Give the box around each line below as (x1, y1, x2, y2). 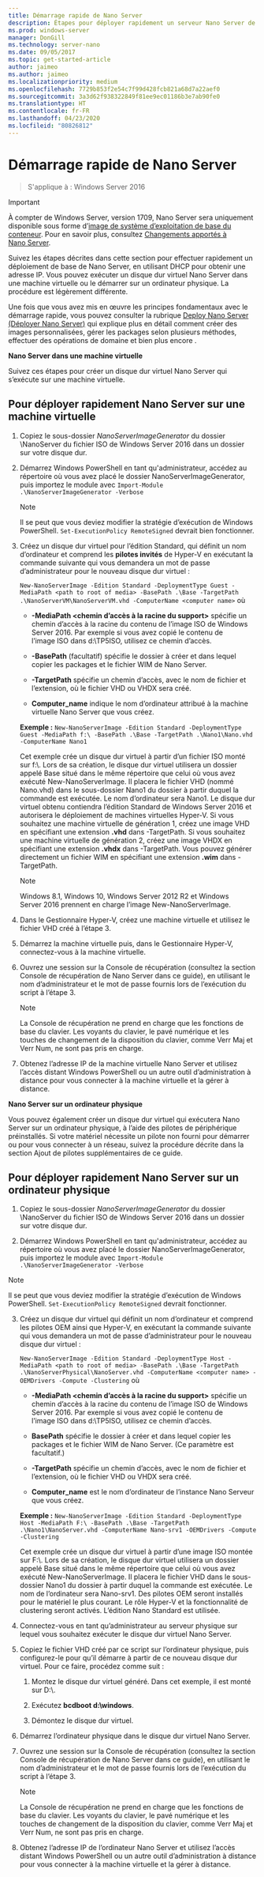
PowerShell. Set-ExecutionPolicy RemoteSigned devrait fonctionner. (8, 1299, 227, 1309)
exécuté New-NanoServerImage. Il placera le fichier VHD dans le (19, 1572, 231, 1581)
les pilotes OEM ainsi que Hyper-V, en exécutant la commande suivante (19, 1323, 251, 1332)
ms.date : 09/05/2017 (8, 48, 76, 56)
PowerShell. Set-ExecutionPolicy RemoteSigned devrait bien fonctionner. (19, 526, 255, 535)
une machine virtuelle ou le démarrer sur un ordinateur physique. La (8, 278, 229, 288)
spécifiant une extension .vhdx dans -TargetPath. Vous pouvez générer (19, 843, 252, 854)
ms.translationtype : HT (8, 100, 87, 107)
